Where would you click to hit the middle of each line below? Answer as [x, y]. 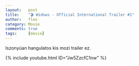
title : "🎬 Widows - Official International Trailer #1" [70, 15]
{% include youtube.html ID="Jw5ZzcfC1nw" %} [56, 58]
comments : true [21, 29]
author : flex [21, 19]
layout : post [21, 10]
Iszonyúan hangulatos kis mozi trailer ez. [48, 48]
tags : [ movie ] [25, 34]
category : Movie [22, 24]
